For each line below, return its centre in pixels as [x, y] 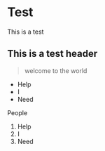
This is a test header [52, 54]
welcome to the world [56, 70]
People [17, 112]
